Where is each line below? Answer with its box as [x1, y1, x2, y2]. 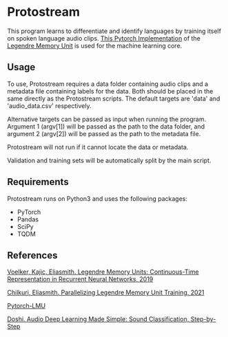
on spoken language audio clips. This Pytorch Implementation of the [7, 34, 201, 42]
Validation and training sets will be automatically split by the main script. [7, 156, 211, 164]
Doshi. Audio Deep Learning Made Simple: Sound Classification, [7, 315, 189, 323]
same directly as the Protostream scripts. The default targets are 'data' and [7, 94, 220, 102]
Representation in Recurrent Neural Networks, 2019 [7, 275, 154, 283]
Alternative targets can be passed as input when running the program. [7, 115, 207, 123]
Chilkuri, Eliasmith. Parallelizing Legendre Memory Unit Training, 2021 [7, 288, 205, 296]
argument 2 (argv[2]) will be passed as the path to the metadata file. [7, 129, 201, 138]
